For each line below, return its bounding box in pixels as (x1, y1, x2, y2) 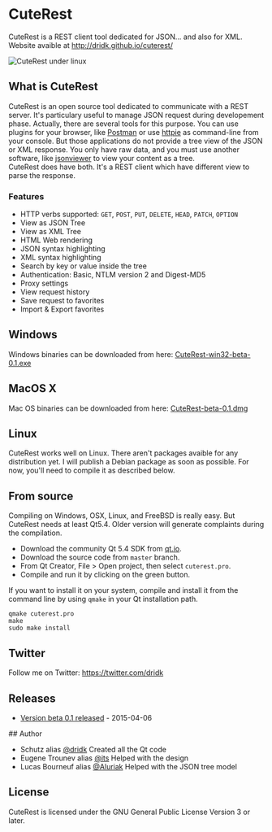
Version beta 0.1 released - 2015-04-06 (19, 712, 153, 722)
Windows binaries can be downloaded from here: (8, 349, 174, 359)
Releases (8, 691, 56, 705)
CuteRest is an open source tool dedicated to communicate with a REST (8, 101, 249, 111)
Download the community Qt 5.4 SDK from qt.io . (19, 544, 182, 554)
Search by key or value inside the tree (19, 261, 148, 271)
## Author (8, 729, 43, 738)
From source (8, 489, 74, 503)
